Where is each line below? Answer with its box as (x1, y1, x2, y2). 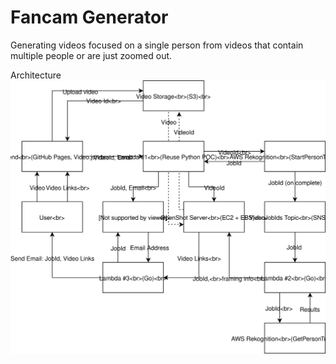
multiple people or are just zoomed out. (10, 49, 173, 61)
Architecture (10, 69, 62, 81)
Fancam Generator (10, 6, 169, 29)
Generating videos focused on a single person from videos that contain (10, 39, 304, 51)
